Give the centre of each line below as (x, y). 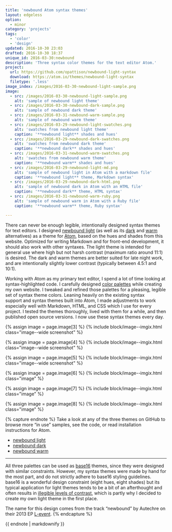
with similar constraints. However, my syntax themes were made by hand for (86, 471)
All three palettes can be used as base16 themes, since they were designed (85, 466)
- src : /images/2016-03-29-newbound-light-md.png (64, 167)
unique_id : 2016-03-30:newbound (40, 58)
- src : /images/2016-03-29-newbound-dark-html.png (65, 182)
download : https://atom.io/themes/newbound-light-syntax (72, 77)
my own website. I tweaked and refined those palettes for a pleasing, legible (86, 289)
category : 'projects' (28, 29)
